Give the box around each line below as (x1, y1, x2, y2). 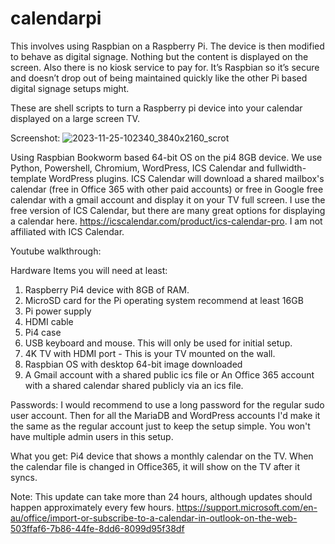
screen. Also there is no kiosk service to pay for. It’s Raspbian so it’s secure (10, 61, 320, 73)
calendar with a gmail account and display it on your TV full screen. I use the (10, 193, 326, 206)
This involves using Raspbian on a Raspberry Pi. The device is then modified (10, 40, 325, 52)
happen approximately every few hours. (10, 501, 175, 513)
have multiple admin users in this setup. (10, 430, 174, 442)
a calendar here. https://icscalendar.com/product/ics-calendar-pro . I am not (10, 215, 323, 227)
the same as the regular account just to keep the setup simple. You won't (10, 420, 311, 432)
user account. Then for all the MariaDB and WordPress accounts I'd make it (10, 409, 321, 421)
